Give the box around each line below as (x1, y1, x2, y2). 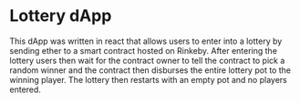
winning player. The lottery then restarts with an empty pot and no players (9, 74, 287, 85)
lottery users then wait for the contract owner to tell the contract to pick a (9, 55, 285, 66)
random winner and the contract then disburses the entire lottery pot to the (9, 65, 292, 76)
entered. (9, 84, 41, 95)
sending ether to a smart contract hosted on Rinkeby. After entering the (9, 45, 278, 56)
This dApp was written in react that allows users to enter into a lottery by (9, 36, 283, 46)
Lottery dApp (9, 5, 112, 26)
